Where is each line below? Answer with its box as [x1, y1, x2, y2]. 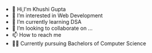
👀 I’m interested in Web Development [11, 12, 103, 19]
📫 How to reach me [11, 32, 61, 38]
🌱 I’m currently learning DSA [11, 18, 82, 25]
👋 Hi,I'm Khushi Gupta [11, 6, 66, 13]
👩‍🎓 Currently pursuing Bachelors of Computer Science [11, 40, 147, 47]
